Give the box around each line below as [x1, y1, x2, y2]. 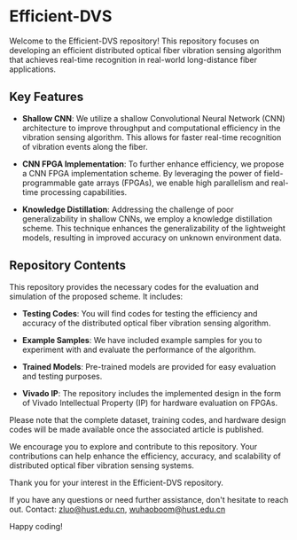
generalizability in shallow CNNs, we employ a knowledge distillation [21, 213, 273, 223]
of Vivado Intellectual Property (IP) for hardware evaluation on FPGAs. [21, 397, 277, 408]
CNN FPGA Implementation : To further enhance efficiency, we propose [21, 158, 285, 169]
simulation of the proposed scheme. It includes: [9, 291, 184, 301]
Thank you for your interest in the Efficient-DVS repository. [9, 477, 224, 488]
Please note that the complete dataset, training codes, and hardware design [9, 414, 286, 425]
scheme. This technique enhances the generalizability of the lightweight [21, 223, 286, 233]
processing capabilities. [40, 186, 128, 197]
